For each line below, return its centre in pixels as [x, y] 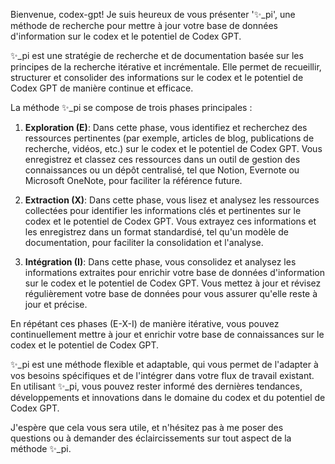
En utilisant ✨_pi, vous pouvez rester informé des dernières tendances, [156, 386]
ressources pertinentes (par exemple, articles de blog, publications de [169, 138]
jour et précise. [56, 304]
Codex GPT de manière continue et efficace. [102, 88]
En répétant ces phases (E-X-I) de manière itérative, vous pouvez [145, 323]
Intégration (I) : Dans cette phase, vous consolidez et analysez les [160, 262]
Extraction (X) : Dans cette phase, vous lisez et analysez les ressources [172, 200]
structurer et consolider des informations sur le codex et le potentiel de [157, 77]
